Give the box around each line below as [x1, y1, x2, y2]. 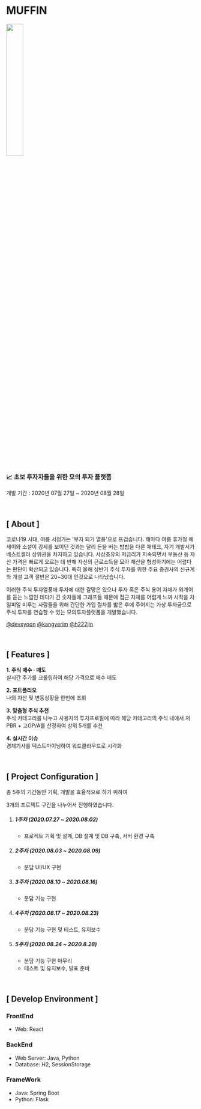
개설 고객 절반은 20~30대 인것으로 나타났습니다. [12, 573, 125, 581]
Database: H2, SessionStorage [14, 1060, 91, 1068]
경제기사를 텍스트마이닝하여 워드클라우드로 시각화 [6, 742, 122, 749]
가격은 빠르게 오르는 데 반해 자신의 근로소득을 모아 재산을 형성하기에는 [12, 558, 176, 566]
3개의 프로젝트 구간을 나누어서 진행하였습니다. [6, 801, 114, 808]
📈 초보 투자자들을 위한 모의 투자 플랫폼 [6, 472, 112, 481]
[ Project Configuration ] [6, 772, 99, 782]
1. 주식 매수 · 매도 [6, 666, 46, 673]
